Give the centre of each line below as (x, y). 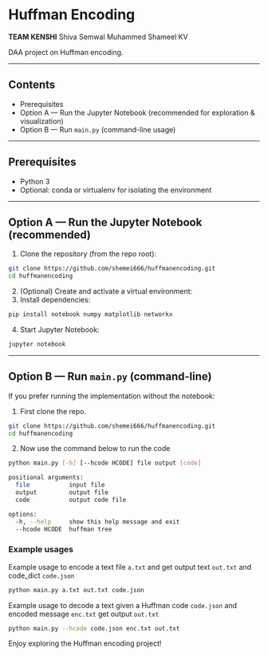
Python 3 (35, 181)
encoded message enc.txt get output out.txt (84, 614)
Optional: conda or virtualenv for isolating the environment (116, 190)
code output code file (71, 500)
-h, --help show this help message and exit (98, 522)
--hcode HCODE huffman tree (64, 529)
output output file (62, 492)
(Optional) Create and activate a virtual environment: (106, 291)
